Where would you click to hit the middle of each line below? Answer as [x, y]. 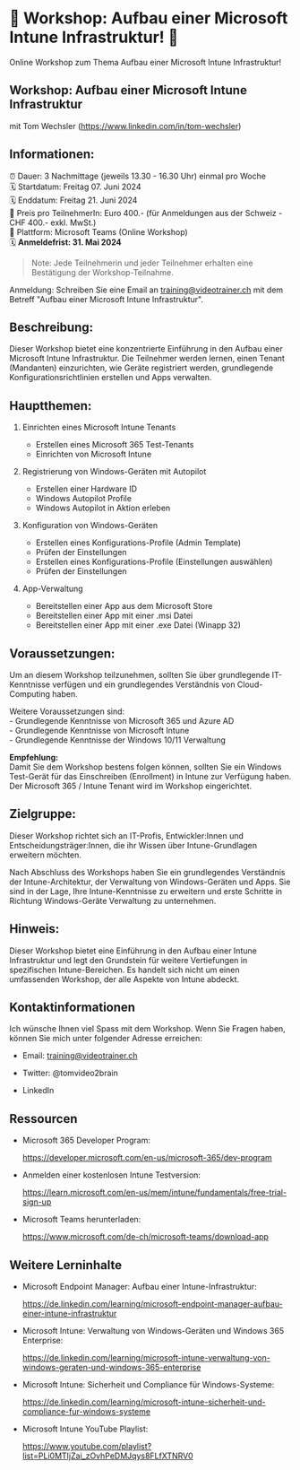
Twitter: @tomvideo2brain [70, 1073]
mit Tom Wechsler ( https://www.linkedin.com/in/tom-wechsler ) [125, 126]
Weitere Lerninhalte [66, 1265]
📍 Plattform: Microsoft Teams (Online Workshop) [99, 231]
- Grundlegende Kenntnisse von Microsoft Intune [99, 731]
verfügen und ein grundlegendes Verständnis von [144, 684]
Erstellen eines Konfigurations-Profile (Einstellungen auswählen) [154, 562]
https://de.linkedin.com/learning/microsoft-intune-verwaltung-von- [146, 1358]
